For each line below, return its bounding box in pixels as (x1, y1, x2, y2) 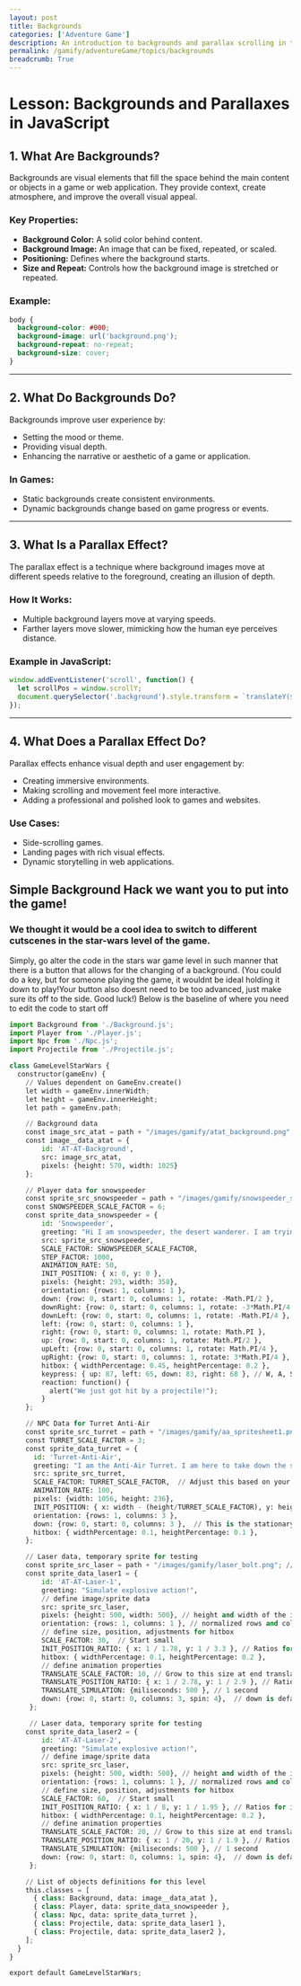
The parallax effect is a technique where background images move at (9, 561, 265, 572)
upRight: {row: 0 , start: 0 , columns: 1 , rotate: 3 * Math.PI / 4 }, (41, 1353, 291, 1362)
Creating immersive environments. (21, 775, 150, 786)
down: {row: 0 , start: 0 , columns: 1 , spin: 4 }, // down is (41, 1852, 275, 1861)
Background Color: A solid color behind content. (21, 235, 203, 245)
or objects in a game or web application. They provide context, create (9, 182, 266, 192)
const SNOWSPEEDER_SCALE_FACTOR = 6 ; (25, 1202, 167, 1211)
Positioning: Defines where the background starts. (21, 253, 211, 264)
